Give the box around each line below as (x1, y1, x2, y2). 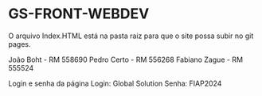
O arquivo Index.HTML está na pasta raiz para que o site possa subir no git (8, 31, 254, 40)
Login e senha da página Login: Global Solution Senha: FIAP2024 (8, 79, 222, 88)
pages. (8, 39, 31, 48)
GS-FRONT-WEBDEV (8, 5, 150, 23)
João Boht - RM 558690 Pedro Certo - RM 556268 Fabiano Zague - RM (8, 55, 244, 64)
